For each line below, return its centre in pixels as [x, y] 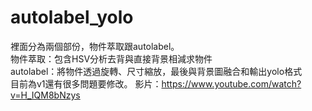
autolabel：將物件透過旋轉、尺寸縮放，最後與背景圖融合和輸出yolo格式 [156, 71]
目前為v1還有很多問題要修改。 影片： [86, 83]
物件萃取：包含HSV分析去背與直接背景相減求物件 [111, 58]
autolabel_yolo [72, 17]
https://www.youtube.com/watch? [231, 83]
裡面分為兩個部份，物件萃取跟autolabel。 [95, 46]
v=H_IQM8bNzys [45, 95]
